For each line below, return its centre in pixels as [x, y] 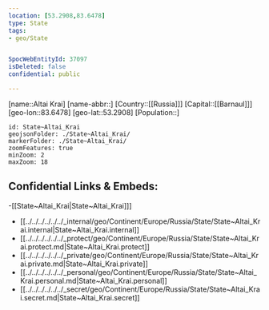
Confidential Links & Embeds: [83, 187]
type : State [28, 23]
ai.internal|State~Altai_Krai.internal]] [80, 229]
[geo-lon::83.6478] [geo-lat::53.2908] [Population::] [94, 112]
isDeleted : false [37, 67]
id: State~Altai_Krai [44, 127]
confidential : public [44, 74]
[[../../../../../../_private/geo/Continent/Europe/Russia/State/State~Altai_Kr [139, 255]
